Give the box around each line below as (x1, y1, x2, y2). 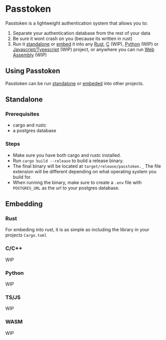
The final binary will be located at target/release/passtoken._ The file (12, 163, 161, 169)
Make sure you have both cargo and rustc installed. (12, 152, 121, 158)
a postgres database (12, 128, 56, 134)
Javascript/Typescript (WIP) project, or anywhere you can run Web (12, 46, 155, 52)
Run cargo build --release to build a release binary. (12, 157, 124, 164)
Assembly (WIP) (12, 52, 47, 58)
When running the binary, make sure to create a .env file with (12, 179, 142, 185)
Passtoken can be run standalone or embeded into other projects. (5, 80, 144, 86)
